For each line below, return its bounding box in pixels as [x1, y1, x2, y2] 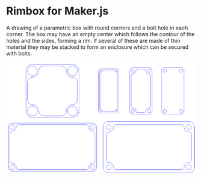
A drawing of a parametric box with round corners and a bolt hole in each [6, 24, 188, 31]
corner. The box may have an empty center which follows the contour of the [6, 30, 195, 37]
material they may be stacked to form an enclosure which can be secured [6, 43, 189, 51]
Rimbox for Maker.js [6, 4, 109, 18]
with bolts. [6, 49, 32, 57]
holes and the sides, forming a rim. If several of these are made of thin [6, 37, 181, 44]
